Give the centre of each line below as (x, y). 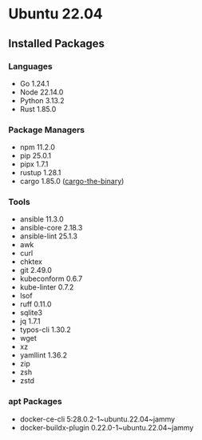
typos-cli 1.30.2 (46, 330)
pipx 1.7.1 (34, 164)
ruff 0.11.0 (36, 304)
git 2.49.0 (36, 270)
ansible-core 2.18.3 (51, 228)
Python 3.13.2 (42, 100)
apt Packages (35, 402)
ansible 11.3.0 (42, 219)
